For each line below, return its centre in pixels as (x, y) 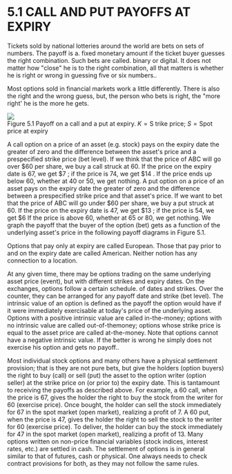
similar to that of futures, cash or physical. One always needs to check (107, 456)
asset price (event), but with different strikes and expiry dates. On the (106, 281)
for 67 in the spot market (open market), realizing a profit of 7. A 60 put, (109, 412)
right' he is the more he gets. (48, 103)
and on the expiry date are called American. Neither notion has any (103, 253)
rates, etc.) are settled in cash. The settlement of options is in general (106, 448)
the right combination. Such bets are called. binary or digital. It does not (109, 60)
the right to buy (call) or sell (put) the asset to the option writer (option (107, 375)
